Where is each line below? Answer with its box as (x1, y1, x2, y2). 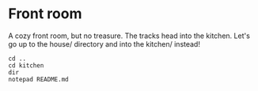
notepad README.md (8, 75, 69, 83)
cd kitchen (8, 61, 44, 70)
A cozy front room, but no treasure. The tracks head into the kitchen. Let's (8, 31, 251, 40)
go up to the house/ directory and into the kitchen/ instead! (8, 39, 200, 48)
